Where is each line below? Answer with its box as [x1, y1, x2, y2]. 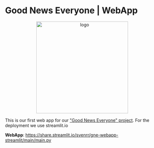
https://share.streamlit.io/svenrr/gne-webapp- [25, 132, 119, 138]
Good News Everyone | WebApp [5, 5, 138, 16]
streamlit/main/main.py [5, 137, 51, 143]
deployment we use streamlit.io [5, 123, 68, 128]
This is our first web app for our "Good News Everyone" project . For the [5, 117, 150, 123]
